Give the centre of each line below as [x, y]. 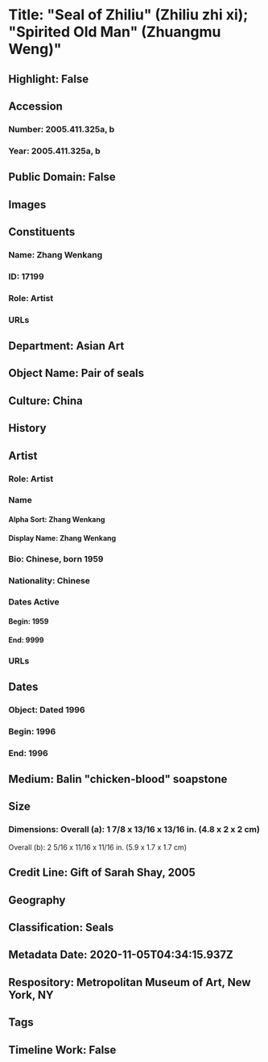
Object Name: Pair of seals [76, 373]
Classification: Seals [61, 927]
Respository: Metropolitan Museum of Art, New [130, 982]
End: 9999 [26, 640]
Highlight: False [49, 79]
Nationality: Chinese [49, 580]
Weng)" [35, 49]
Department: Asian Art [66, 346]
